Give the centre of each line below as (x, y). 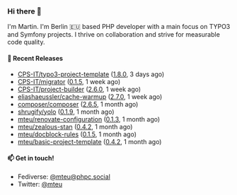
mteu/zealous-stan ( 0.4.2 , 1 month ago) (75, 126)
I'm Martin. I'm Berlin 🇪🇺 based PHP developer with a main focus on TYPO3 (119, 27)
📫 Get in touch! (31, 158)
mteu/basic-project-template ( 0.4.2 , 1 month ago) (89, 141)
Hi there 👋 (25, 11)
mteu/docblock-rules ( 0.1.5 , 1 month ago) (77, 134)
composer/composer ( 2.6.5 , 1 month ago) (78, 104)
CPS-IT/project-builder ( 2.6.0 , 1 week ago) (79, 89)
